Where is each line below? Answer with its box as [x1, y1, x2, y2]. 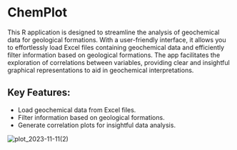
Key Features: [7, 86, 71, 99]
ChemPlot [7, 4, 68, 21]
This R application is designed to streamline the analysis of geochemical [7, 28, 220, 36]
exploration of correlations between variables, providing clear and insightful [7, 58, 230, 66]
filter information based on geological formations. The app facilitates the [7, 51, 221, 59]
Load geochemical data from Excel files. [17, 105, 136, 114]
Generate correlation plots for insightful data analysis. [17, 121, 176, 129]
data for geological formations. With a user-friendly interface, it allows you [7, 35, 226, 44]
